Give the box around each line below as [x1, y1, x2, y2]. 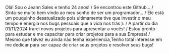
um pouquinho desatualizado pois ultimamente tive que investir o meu [5, 15, 151, 21]
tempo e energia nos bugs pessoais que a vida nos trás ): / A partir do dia [5, 20, 158, 26]
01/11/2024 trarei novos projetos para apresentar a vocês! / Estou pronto [5, 26, 155, 32]
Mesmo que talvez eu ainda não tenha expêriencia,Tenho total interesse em [5, 36, 162, 42]
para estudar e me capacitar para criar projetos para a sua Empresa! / [5, 31, 150, 37]
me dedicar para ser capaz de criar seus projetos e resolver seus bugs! [5, 42, 154, 47]
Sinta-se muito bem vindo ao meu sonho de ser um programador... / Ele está [5, 10, 164, 16]
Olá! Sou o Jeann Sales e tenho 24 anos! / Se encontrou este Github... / [5, 5, 154, 10]
